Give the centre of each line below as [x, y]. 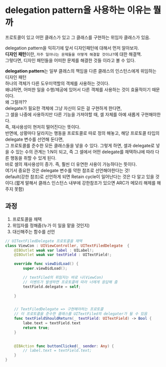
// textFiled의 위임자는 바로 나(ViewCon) [63, 277]
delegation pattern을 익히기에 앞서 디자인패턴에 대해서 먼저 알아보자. [72, 48]
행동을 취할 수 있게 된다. [33, 158]
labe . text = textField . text [52, 323]
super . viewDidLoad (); [45, 269]
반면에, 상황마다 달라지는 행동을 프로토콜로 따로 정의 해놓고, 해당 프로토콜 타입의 [83, 133]
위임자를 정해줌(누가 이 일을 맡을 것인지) [51, 225]
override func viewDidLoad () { [46, 264]
